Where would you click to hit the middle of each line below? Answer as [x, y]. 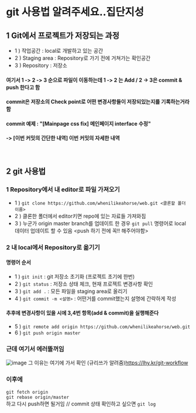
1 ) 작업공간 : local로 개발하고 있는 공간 [59, 51]
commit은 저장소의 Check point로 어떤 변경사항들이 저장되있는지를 [83, 102]
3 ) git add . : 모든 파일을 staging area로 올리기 [71, 291]
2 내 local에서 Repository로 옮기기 [53, 247]
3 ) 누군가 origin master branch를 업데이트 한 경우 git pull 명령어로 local [100, 223]
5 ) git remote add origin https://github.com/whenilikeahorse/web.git [102, 326]
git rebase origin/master [37, 397]
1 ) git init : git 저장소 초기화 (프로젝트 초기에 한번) [75, 276]
